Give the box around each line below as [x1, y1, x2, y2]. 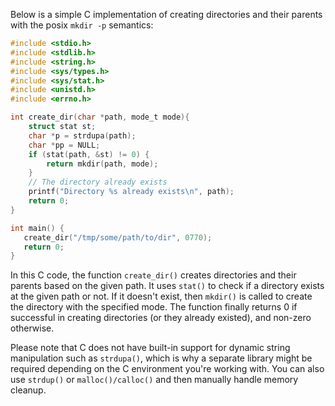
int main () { [10, 223, 65, 233]
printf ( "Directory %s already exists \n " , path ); [28, 187, 235, 197]
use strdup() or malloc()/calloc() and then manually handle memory [10, 374, 299, 386]
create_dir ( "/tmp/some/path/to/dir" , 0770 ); [23, 232, 213, 243]
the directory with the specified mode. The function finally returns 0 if [10, 301, 298, 313]
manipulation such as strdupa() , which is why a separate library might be [10, 352, 313, 364]
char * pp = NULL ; [28, 140, 101, 150]
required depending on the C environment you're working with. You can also [10, 363, 325, 375]
